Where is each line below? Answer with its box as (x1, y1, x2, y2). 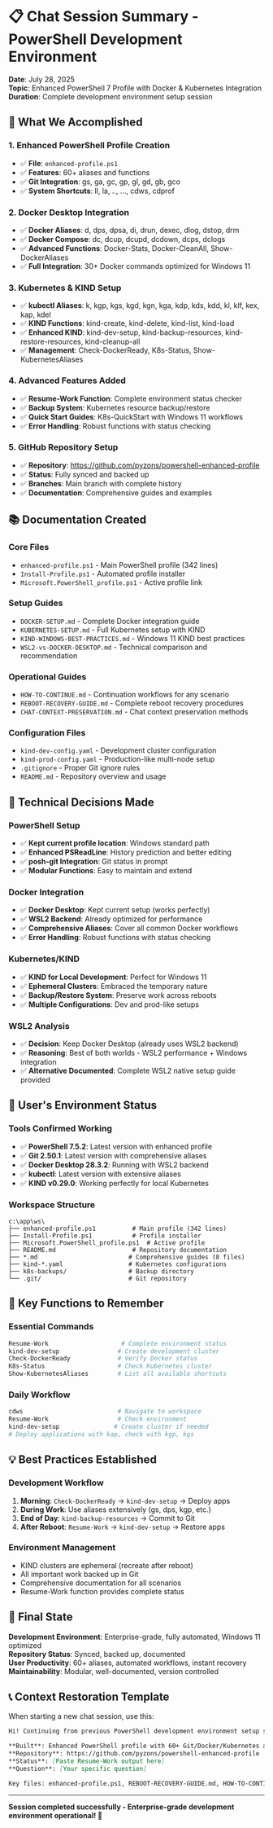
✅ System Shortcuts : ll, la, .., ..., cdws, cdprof (19, 186, 175, 196)
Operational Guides (8, 670, 87, 682)
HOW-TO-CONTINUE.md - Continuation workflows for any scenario (19, 690, 230, 700)
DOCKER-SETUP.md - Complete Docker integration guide (19, 616, 200, 626)
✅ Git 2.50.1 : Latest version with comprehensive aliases (19, 1150, 207, 1160)
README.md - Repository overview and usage (19, 771, 167, 781)
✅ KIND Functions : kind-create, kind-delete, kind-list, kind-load (19, 319, 235, 328)
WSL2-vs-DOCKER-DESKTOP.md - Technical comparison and (19, 642, 208, 652)
